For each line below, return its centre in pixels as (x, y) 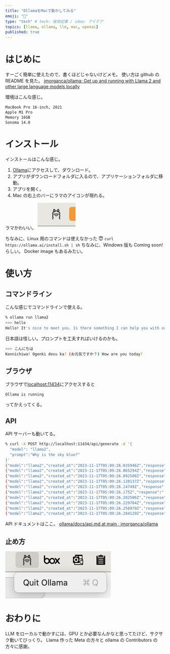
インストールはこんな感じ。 (34, 159)
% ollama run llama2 (27, 317)
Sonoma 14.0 (18, 123)
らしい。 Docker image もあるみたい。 (46, 251)
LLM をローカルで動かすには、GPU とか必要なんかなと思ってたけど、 (78, 634)
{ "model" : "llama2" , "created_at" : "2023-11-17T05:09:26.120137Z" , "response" (86, 482)
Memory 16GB (18, 118)
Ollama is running (25, 395)
